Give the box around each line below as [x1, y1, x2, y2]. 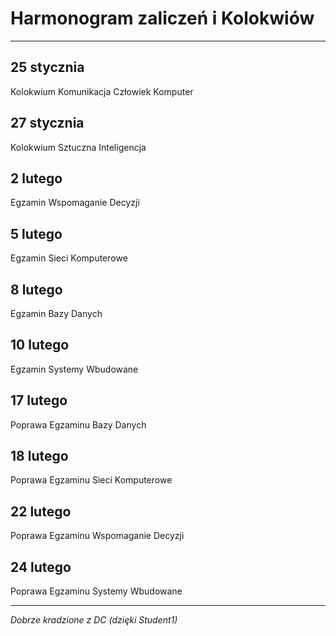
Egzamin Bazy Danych [10, 308, 103, 319]
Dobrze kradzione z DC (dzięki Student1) [10, 614, 178, 626]
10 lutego [10, 337, 70, 354]
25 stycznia [10, 59, 85, 76]
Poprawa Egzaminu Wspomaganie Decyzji [10, 530, 185, 542]
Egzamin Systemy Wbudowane [10, 363, 139, 375]
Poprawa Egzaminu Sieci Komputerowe [10, 474, 173, 486]
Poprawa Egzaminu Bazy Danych [10, 418, 147, 431]
